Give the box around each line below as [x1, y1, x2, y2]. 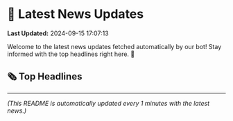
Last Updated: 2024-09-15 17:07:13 [7, 29, 109, 37]
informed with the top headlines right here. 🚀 [7, 50, 135, 58]
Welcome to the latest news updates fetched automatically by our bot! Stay [7, 42, 222, 50]
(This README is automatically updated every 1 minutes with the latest [7, 99, 210, 107]
